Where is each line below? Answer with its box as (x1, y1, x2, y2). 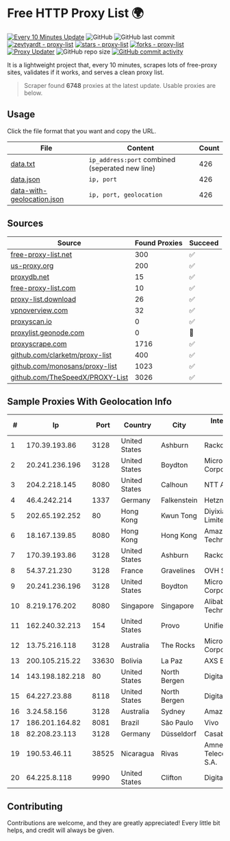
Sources (7, 218, 44, 229)
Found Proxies (134, 238, 183, 247)
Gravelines (160, 566, 196, 576)
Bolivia (120, 656, 142, 666)
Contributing (7, 800, 63, 812)
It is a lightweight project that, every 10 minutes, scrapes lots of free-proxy (7, 60, 218, 69)
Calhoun (160, 480, 188, 490)
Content (127, 143, 155, 153)
